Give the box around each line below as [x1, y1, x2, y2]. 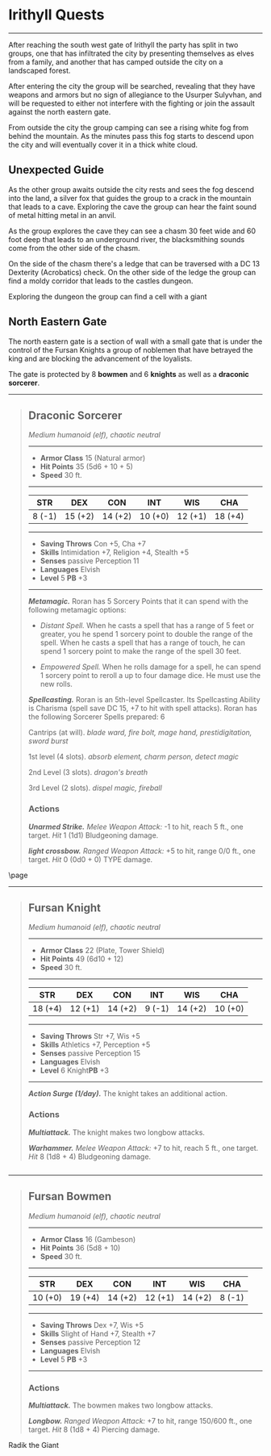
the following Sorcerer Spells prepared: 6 [27, 712, 165, 722]
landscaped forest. [8, 65, 71, 75]
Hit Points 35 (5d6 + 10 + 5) [40, 462, 133, 471]
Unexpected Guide [8, 163, 105, 177]
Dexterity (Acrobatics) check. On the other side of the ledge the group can [8, 267, 256, 277]
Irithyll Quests [8, 6, 105, 24]
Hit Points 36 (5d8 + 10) [40, 1243, 121, 1253]
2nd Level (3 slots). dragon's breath [27, 768, 148, 777]
